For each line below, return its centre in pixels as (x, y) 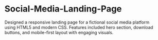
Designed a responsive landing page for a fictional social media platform (77, 22)
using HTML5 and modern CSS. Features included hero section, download (79, 27)
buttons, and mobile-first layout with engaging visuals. (59, 32)
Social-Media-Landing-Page (63, 9)
